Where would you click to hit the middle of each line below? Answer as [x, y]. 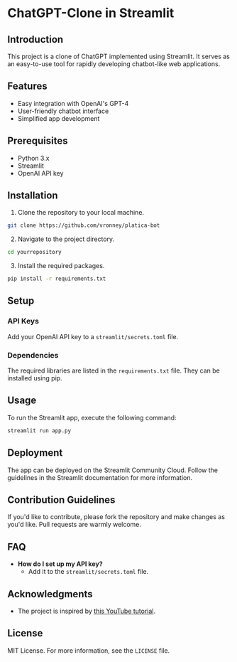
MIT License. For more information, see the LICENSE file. [89, 650]
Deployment [35, 453]
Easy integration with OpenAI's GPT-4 [73, 103]
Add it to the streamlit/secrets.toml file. [88, 572]
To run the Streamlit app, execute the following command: [92, 417]
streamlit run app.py [39, 431]
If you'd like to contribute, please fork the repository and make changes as [116, 517]
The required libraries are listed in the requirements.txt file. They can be [114, 370]
